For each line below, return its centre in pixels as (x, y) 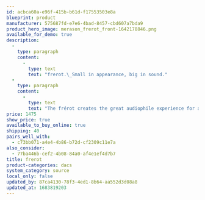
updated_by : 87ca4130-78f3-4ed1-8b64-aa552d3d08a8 (72, 182)
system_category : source (38, 171)
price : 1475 (21, 114)
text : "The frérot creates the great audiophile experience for (112, 108)
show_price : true (28, 120)
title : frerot (24, 159)
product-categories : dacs (39, 165)
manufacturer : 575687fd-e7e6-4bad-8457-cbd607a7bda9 (75, 23)
